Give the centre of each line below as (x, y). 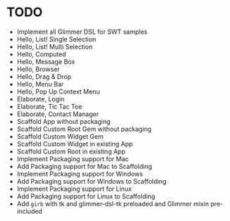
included (30, 211)
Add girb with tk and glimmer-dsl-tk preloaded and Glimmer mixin (113, 203)
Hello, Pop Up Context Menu (58, 91)
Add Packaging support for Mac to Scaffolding (84, 166)
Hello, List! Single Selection (56, 39)
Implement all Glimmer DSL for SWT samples (82, 32)
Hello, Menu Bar (40, 84)
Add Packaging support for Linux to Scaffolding (86, 196)
